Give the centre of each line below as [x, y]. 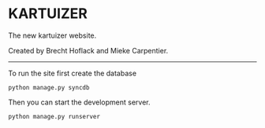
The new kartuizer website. [52, 35]
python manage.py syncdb [49, 87]
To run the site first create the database [72, 73]
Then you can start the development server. [79, 102]
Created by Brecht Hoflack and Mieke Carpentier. [88, 50]
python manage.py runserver [54, 116]
